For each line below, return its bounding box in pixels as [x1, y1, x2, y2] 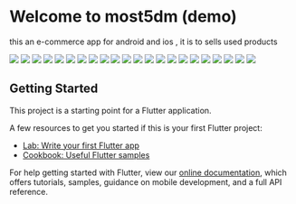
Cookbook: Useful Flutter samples [22, 149, 150, 160]
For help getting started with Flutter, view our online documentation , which [9, 167, 288, 178]
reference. [9, 186, 48, 197]
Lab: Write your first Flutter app [22, 140, 140, 151]
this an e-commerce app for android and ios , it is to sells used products [9, 36, 278, 47]
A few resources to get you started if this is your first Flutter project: [9, 122, 263, 133]
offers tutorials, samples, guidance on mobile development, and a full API [9, 176, 282, 187]
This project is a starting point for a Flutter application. [9, 105, 212, 116]
